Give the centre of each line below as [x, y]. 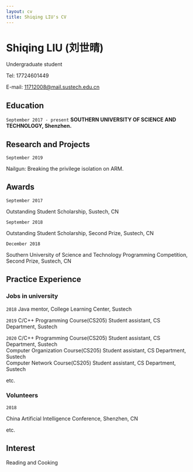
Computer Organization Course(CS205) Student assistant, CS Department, [96, 350]
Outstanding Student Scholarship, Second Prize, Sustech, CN [80, 233]
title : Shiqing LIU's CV [36, 17]
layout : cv [19, 11]
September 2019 [25, 158]
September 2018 [25, 222]
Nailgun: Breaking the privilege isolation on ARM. [65, 169]
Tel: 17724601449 [27, 76]
